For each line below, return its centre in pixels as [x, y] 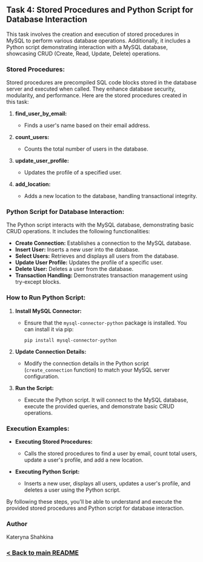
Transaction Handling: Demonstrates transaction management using [101, 275]
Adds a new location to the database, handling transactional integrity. [111, 196]
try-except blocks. [38, 282]
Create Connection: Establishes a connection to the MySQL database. [103, 243]
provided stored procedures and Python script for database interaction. [95, 508]
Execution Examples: [38, 428]
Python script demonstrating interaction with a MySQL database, [87, 47]
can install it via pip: [49, 329]
